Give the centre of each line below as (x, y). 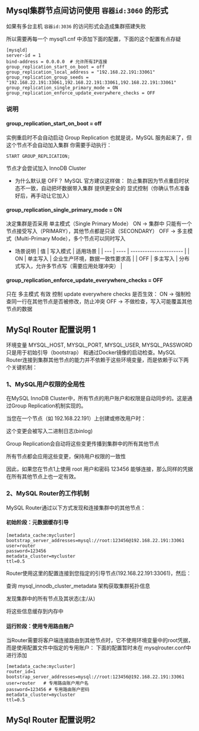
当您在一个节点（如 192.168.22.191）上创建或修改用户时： (76, 418)
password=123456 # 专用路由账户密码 (48, 690)
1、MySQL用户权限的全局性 (46, 384)
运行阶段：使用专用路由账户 (40, 626)
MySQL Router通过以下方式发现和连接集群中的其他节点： (76, 508)
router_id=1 (21, 672)
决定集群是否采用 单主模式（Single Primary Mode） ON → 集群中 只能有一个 (99, 224)
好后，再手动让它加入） (43, 195)
